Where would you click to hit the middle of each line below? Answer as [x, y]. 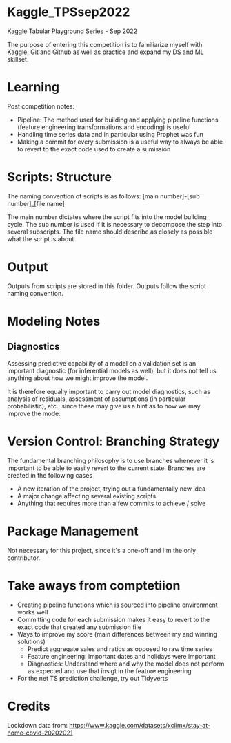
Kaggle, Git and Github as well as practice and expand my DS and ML [106, 52]
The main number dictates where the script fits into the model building [107, 217]
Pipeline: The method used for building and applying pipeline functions [118, 120]
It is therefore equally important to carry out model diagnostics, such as [109, 391]
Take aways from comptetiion [94, 585]
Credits [29, 706]
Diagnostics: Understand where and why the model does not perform [126, 664]
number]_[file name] [36, 203]
